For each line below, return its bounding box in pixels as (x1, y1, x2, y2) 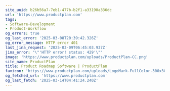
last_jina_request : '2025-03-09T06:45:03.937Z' (5, 45, 108, 50)
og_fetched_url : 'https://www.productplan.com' (5, 73, 108, 78)
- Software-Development (5, 21, 56, 27)
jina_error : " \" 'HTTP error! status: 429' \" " (5, 50, 103, 55)
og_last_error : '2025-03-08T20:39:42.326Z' (5, 36, 99, 41)
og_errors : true (5, 31, 39, 36)
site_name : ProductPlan (5, 59, 56, 64)
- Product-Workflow (5, 26, 47, 31)
